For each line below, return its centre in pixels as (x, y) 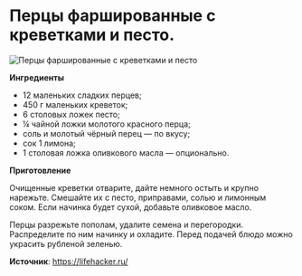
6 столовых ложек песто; (71, 114)
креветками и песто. (92, 35)
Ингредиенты (37, 77)
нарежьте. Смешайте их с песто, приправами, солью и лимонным (138, 197)
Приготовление (40, 170)
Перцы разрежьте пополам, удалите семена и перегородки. (127, 224)
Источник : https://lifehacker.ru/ (69, 261)
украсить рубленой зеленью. (66, 243)
